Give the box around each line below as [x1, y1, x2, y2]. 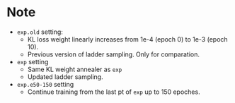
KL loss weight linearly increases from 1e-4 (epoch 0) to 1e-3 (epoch [27, 35, 228, 43]
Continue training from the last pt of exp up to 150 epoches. [27, 87, 200, 96]
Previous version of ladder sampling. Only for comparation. [27, 50, 200, 59]
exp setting [16, 57, 49, 66]
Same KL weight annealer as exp [27, 65, 122, 73]
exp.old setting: [16, 28, 63, 36]
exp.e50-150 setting [16, 80, 74, 88]
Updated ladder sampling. [27, 72, 103, 81]
